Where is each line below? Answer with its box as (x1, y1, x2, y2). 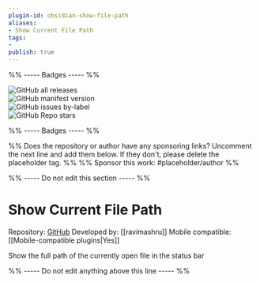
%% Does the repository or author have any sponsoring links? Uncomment (8, 141, 252, 150)
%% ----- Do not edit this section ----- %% (8, 173, 151, 183)
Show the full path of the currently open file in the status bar (8, 251, 205, 260)
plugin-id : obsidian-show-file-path (8, 11, 129, 20)
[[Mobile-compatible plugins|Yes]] (8, 235, 120, 245)
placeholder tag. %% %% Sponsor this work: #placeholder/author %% (8, 158, 239, 167)
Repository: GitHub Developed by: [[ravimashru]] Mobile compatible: (8, 227, 232, 236)
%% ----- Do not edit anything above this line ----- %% (8, 266, 190, 275)
